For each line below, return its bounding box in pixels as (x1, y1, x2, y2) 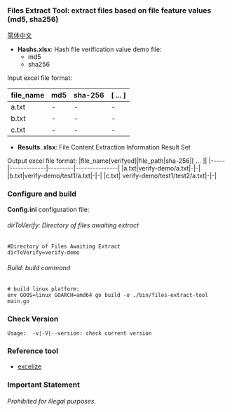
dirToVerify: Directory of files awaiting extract (7, 221, 139, 230)
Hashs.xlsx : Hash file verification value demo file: (17, 45, 162, 54)
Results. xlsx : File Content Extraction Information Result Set (17, 143, 191, 152)
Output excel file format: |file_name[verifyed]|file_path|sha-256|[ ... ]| (7, 157, 207, 165)
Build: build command (7, 264, 71, 272)
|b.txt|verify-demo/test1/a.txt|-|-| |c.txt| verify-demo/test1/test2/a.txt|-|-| (7, 171, 217, 180)
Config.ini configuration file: (7, 205, 90, 213)
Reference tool (7, 346, 58, 356)
